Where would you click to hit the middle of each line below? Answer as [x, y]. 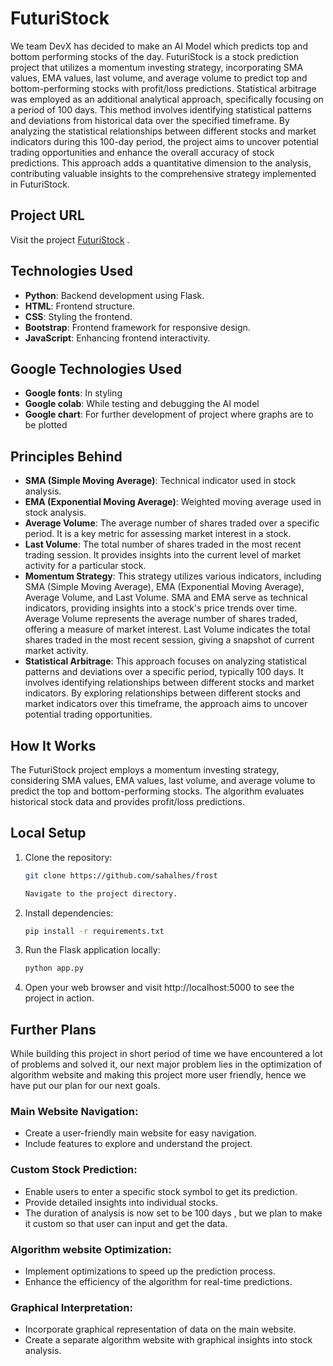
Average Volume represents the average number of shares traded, [161, 619]
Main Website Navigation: [74, 1112]
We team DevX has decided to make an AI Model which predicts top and [159, 46]
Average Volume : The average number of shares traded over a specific [172, 523]
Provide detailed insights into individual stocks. [121, 1202]
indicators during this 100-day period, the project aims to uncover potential [164, 141]
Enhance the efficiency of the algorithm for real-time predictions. [158, 1282]
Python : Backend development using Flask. [114, 295]
